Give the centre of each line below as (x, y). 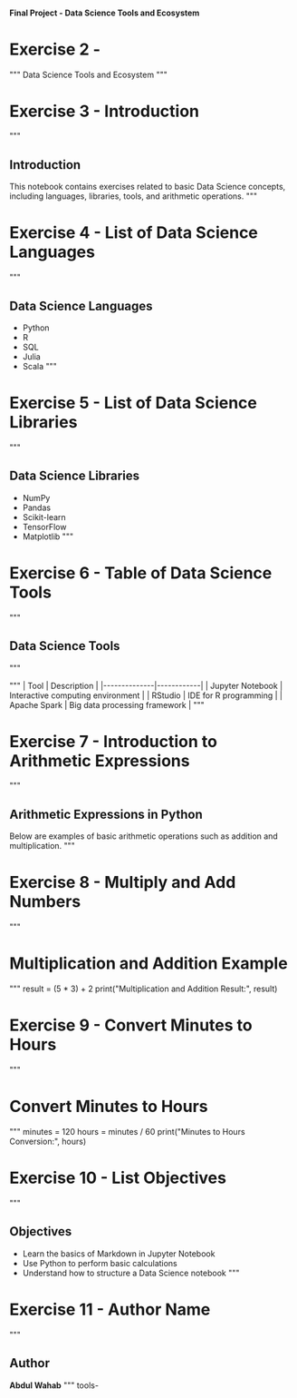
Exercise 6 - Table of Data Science (141, 573)
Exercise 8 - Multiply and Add (123, 883)
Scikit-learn (44, 517)
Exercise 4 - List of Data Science (134, 233)
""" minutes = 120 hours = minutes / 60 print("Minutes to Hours (128, 1132)
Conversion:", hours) (48, 1142)
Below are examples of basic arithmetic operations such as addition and (144, 836)
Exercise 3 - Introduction (105, 111)
